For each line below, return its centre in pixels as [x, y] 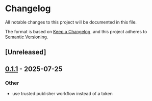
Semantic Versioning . [26, 37]
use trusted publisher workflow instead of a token [62, 94]
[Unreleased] [26, 52]
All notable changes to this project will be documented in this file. [71, 22]
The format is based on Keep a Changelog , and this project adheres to [76, 31]
